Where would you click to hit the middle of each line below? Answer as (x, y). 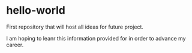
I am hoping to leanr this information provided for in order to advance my (96, 38)
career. (15, 45)
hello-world (36, 10)
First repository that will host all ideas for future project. (75, 27)
